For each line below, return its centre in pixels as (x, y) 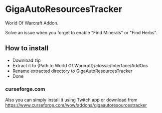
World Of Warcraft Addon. (32, 23)
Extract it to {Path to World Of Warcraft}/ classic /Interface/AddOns (80, 65)
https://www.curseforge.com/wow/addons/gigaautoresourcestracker (76, 105)
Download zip (26, 60)
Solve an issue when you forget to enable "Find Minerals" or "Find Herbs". (81, 32)
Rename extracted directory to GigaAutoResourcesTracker (72, 71)
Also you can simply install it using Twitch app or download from (71, 100)
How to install (27, 48)
